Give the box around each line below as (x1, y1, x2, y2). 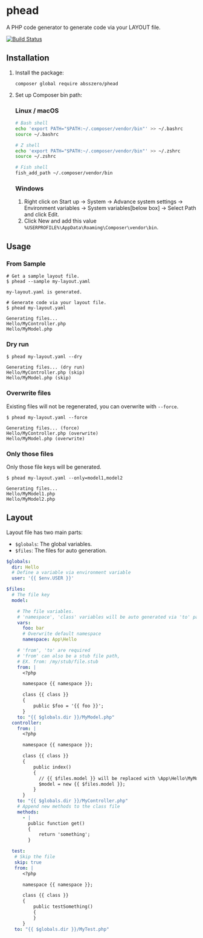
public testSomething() (33, 904, 94, 910)
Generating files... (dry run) (6, 364, 85, 371)
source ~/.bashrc (14, 131, 59, 137)
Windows (14, 184, 44, 192)
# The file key (11, 592, 50, 598)
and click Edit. (24, 211, 59, 218)
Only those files (6, 449, 54, 458)
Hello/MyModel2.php (6, 496, 56, 502)
